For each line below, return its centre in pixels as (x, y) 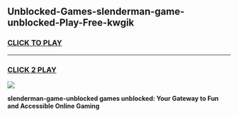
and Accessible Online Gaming (53, 106)
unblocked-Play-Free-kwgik (71, 23)
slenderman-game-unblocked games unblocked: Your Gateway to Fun (113, 98)
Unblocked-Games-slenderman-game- (96, 12)
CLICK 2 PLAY (32, 69)
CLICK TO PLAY (35, 43)
